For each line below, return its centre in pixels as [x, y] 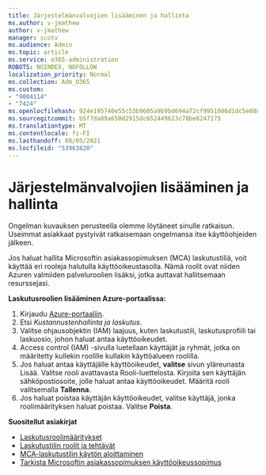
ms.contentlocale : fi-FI [49, 133]
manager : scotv [33, 38]
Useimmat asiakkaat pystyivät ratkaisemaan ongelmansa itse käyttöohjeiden [133, 234]
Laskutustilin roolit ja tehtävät [67, 446]
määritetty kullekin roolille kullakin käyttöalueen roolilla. [110, 356]
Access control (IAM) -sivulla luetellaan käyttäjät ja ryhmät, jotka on [130, 348]
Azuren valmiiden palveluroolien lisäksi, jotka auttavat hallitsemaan [117, 275]
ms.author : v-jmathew [44, 23]
